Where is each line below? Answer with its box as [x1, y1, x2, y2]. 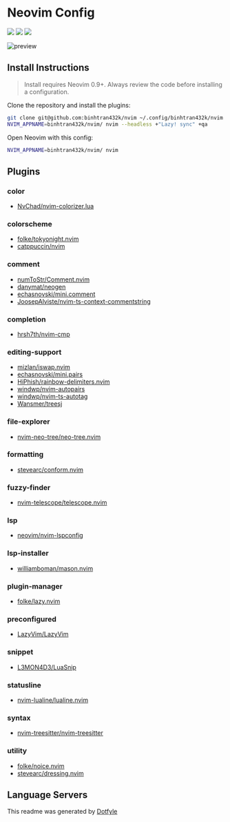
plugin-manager [7, 581, 63, 591]
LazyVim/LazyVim [17, 630, 69, 638]
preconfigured [7, 614, 57, 624]
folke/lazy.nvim [17, 597, 61, 605]
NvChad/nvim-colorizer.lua [17, 202, 94, 211]
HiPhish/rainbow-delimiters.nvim [17, 378, 110, 386]
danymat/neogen [17, 282, 66, 291]
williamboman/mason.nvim [17, 564, 94, 572]
